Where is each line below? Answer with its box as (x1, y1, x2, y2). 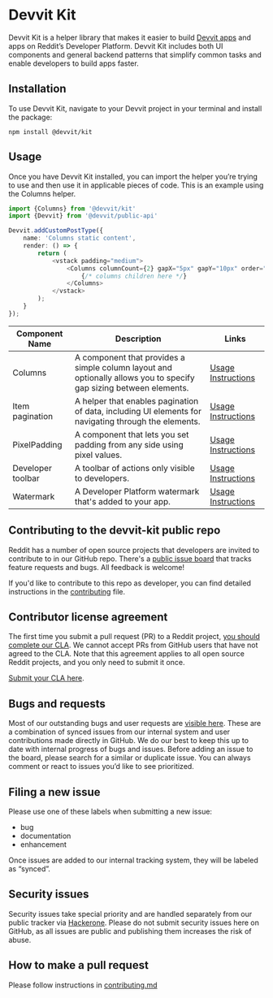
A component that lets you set (74, 429, 189, 440)
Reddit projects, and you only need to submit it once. (8, 658, 185, 667)
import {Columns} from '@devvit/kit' (8, 205, 136, 213)
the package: (8, 112, 53, 122)
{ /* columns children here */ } (80, 272, 187, 280)
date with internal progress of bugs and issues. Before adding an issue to (8, 745, 253, 754)
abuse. (8, 935, 32, 944)
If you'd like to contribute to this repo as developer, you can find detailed (8, 578, 252, 588)
